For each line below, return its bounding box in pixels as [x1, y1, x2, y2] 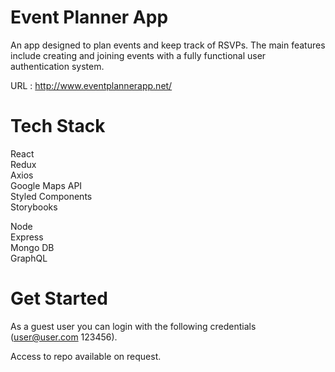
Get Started [10, 287, 108, 310]
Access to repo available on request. [10, 350, 162, 362]
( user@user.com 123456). [10, 331, 118, 343]
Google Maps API [10, 179, 83, 191]
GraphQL [10, 252, 48, 264]
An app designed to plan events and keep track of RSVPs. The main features [10, 39, 326, 51]
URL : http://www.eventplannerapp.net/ [10, 79, 173, 91]
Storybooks [10, 201, 58, 213]
